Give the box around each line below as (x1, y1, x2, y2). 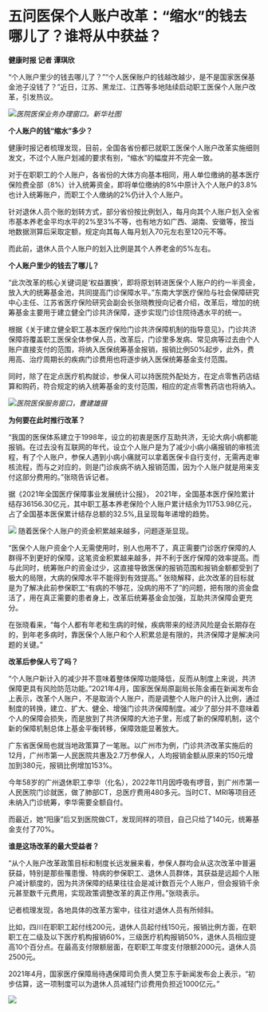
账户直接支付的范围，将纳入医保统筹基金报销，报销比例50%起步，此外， (8, 344, 247, 354)
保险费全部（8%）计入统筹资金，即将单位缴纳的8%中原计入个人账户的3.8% (8, 180, 258, 189)
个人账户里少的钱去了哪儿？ (8, 260, 100, 270)
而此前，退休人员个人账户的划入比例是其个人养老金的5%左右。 (8, 243, 215, 253)
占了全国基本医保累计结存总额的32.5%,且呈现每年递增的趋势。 (8, 508, 214, 519)
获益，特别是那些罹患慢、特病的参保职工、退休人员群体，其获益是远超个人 (8, 868, 253, 878)
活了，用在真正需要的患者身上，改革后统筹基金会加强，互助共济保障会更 (8, 592, 246, 603)
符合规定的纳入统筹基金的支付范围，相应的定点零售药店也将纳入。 (42, 381, 260, 391)
